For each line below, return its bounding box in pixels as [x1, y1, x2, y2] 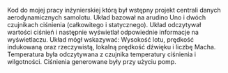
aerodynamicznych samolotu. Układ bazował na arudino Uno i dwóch [7, 13, 206, 22]
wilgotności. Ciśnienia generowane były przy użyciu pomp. [7, 58, 176, 65]
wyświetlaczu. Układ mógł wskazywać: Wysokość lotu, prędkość [7, 35, 194, 44]
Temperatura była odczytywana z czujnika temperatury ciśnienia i [7, 50, 197, 58]
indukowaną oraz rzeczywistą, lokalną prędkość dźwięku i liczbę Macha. [7, 43, 216, 51]
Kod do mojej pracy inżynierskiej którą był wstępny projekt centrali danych [7, 6, 221, 14]
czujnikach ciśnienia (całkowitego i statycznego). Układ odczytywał [7, 21, 202, 29]
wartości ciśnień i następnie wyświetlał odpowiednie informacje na [7, 28, 199, 36]
